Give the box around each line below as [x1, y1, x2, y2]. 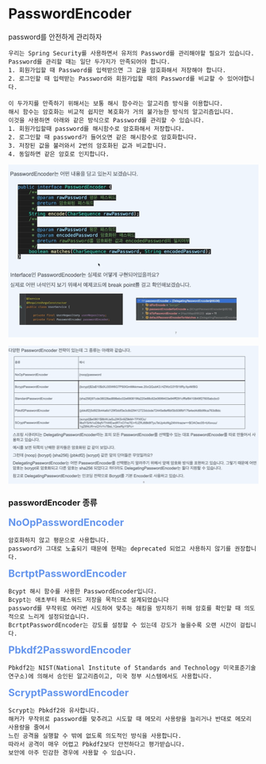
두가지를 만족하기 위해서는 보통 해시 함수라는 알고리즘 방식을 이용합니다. [17, 99, 224, 107]
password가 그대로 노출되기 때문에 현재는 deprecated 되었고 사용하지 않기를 [8, 545, 232, 553]
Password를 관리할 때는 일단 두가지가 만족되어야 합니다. [8, 57, 171, 66]
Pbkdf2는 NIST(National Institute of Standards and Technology [8, 664, 221, 672]
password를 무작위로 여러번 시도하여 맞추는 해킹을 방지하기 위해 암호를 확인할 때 [8, 604, 241, 612]
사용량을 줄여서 [8, 723, 50, 731]
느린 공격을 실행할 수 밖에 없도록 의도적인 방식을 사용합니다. [8, 731, 182, 739]
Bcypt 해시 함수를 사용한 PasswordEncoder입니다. [8, 587, 157, 596]
